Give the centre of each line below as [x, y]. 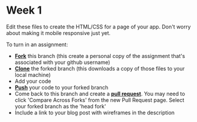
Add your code [33, 81]
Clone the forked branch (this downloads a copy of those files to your [100, 68]
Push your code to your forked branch [61, 87]
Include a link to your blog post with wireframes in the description [95, 113]
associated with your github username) [62, 62]
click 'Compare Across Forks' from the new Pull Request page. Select [99, 100]
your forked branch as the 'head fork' [60, 106]
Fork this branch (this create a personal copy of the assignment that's [100, 56]
